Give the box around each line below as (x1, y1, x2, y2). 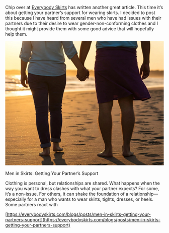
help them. (5, 31, 28, 37)
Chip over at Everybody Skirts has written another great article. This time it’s (5, 5, 163, 10)
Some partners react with (5, 201, 58, 207)
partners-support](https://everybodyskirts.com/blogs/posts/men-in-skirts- (5, 216, 161, 222)
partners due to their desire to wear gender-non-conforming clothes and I (5, 20, 158, 26)
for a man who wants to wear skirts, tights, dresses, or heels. (27, 196, 153, 202)
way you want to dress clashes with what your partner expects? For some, (5, 185, 159, 191)
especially (5, 196, 27, 202)
